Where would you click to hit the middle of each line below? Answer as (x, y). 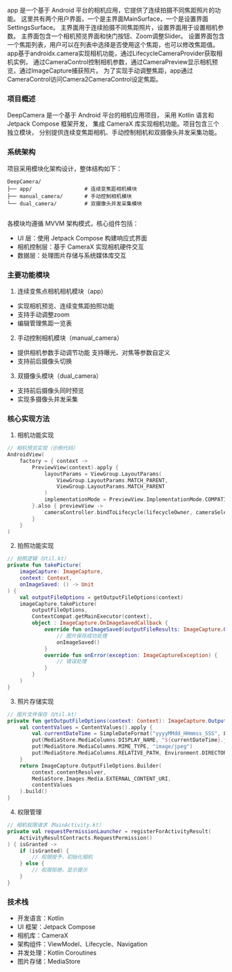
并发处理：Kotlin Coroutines (57, 953)
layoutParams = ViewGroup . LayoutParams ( (103, 474)
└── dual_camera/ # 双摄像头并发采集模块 (75, 203)
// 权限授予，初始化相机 (62, 857)
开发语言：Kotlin (40, 918)
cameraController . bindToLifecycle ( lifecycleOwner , (118, 512)
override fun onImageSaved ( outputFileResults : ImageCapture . (134, 630)
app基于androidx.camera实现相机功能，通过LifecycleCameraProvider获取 (112, 53)
